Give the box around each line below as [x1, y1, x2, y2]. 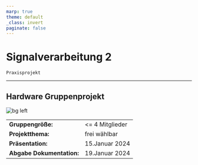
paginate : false [6, 25, 46, 31]
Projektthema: [9, 130, 49, 138]
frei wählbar [84, 130, 118, 138]
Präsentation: [9, 140, 48, 147]
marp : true [6, 8, 33, 15]
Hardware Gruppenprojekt [6, 91, 105, 101]
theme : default [6, 14, 44, 20]
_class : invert [6, 19, 44, 25]
